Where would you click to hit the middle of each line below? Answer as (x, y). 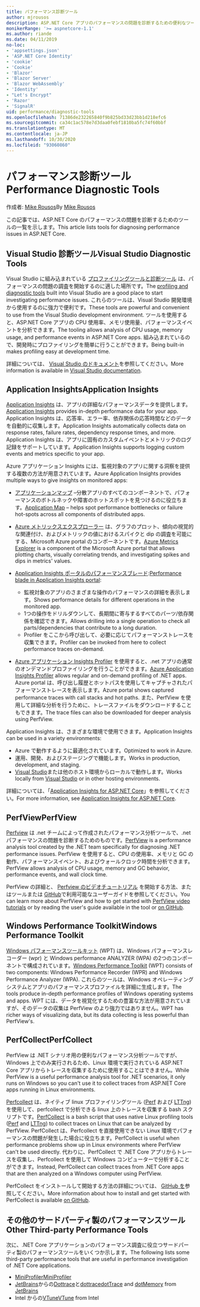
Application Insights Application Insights (82, 389)
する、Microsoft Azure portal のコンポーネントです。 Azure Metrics (96, 542)
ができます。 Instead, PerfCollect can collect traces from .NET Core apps (95, 1167)
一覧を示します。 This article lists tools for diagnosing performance (98, 227)
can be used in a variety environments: (54, 738)
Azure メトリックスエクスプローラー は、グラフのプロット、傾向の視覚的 (104, 527)
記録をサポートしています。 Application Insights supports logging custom (95, 447)
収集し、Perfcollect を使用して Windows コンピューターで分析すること (103, 1159)
